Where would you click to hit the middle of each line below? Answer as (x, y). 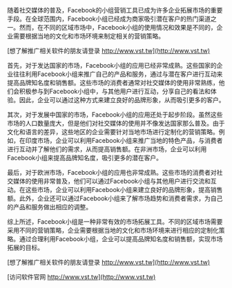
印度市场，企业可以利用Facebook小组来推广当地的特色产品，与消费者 (124, 141)
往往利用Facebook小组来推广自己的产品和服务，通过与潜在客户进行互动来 (118, 74)
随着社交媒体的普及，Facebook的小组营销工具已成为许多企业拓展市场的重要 (115, 10)
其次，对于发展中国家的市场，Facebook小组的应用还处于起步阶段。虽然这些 (115, 115)
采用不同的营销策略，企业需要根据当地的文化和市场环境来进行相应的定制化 (113, 230)
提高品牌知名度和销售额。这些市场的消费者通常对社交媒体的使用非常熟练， (113, 83)
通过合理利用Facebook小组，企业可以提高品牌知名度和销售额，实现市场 (121, 239)
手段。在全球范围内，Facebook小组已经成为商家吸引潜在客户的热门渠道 (109, 19)
